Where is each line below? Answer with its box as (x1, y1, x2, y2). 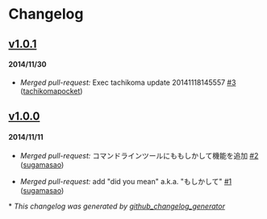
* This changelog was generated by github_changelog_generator (8, 201, 226, 211)
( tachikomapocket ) (19, 86, 83, 95)
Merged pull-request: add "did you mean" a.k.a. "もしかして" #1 (19, 177, 232, 187)
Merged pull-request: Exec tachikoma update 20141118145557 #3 (19, 78, 236, 87)
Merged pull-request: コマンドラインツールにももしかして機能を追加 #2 (19, 151, 259, 161)
